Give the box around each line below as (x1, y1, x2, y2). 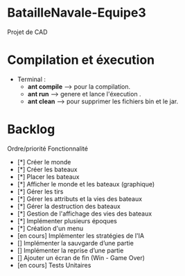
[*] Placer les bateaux (17, 172, 80, 181)
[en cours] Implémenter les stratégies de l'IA (17, 231, 144, 240)
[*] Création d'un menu (17, 224, 84, 232)
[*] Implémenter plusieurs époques (17, 216, 118, 225)
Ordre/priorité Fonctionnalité (7, 144, 89, 153)
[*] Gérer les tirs (17, 187, 64, 196)
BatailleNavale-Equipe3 (7, 5, 147, 21)
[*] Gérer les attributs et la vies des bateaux (17, 194, 143, 202)
